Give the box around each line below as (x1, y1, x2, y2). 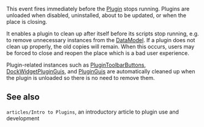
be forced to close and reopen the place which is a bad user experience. (6, 49, 190, 57)
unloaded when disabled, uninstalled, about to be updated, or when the (6, 12, 187, 19)
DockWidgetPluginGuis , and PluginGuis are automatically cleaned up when (6, 68, 195, 75)
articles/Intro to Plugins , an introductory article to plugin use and (6, 108, 179, 115)
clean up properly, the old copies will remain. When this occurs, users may (6, 43, 195, 50)
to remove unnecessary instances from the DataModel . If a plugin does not (6, 37, 195, 43)
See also (6, 92, 40, 103)
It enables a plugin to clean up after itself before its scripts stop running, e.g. (6, 30, 199, 37)
